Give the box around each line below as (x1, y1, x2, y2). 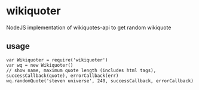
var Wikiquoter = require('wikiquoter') (6, 57, 109, 63)
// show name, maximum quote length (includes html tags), (6, 67, 157, 73)
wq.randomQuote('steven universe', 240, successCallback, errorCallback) (6, 77, 194, 84)
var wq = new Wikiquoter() (6, 62, 74, 68)
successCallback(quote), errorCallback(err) (6, 73, 119, 79)
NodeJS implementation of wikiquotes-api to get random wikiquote (6, 24, 172, 31)
